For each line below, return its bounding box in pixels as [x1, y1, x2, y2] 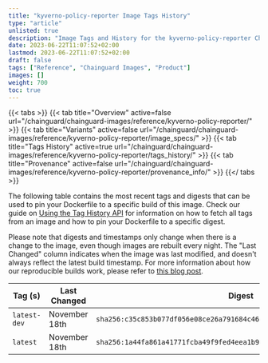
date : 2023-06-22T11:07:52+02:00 [8, 42, 120, 50]
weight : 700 [8, 78, 48, 86]
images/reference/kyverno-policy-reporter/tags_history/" [8, 150, 197, 160]
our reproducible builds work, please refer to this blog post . [8, 266, 203, 276]
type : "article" [8, 19, 62, 27]
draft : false [8, 57, 52, 65]
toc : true [8, 86, 41, 94]
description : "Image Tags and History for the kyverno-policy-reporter [8, 34, 251, 42]
